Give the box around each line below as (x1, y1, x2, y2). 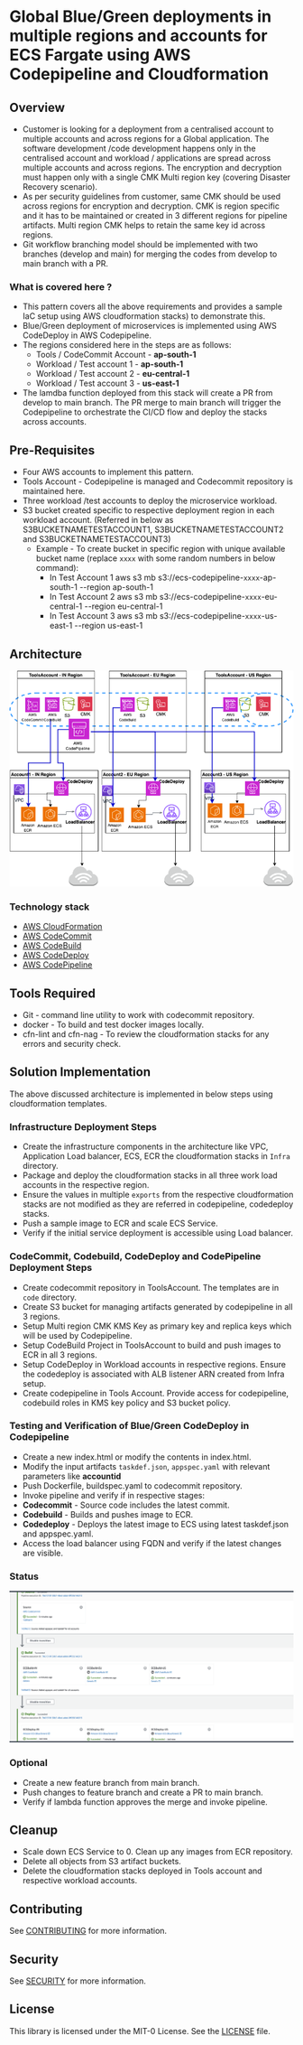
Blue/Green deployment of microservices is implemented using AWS (22, 321, 277, 331)
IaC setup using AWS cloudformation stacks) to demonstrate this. (22, 311, 266, 322)
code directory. (22, 1292, 78, 1303)
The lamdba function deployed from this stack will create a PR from (22, 388, 273, 398)
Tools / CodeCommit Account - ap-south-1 (35, 350, 197, 360)
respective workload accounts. (22, 1875, 138, 1886)
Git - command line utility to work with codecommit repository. (22, 1010, 255, 1021)
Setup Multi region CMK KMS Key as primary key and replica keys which (22, 1321, 292, 1331)
